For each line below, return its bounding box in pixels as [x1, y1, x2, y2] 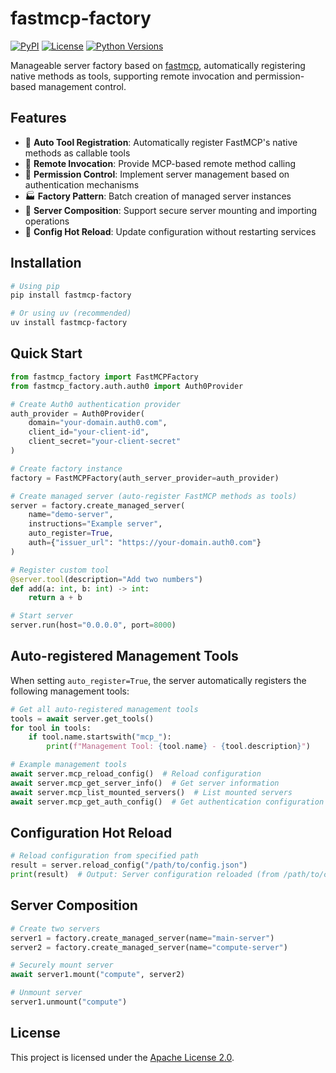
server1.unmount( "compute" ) [10, 997, 128, 1007]
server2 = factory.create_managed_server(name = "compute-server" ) [10, 942, 288, 952]
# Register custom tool [10, 565, 110, 575]
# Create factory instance [10, 463, 123, 474]
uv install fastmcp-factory [10, 318, 128, 328]
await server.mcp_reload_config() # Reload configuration [10, 769, 262, 779]
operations [24, 215, 70, 227]
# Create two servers [10, 923, 101, 934]
